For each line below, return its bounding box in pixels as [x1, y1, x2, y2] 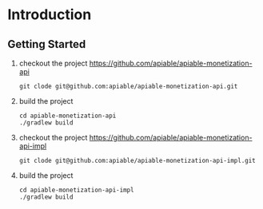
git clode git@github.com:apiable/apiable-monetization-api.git [18, 82, 238, 90]
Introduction [7, 6, 92, 24]
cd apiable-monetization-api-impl [18, 186, 134, 194]
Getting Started [7, 37, 86, 51]
